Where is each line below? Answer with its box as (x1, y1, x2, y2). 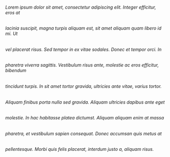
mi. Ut (5, 30, 18, 37)
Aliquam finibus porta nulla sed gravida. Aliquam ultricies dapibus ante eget (5, 99, 165, 105)
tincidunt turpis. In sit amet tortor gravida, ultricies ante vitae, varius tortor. (5, 83, 162, 89)
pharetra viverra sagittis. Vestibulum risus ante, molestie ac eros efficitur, (5, 62, 159, 68)
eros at (5, 9, 20, 15)
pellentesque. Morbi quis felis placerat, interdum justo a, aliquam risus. (5, 146, 154, 152)
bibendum (5, 68, 27, 74)
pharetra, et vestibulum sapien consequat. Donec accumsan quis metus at (5, 130, 162, 137)
